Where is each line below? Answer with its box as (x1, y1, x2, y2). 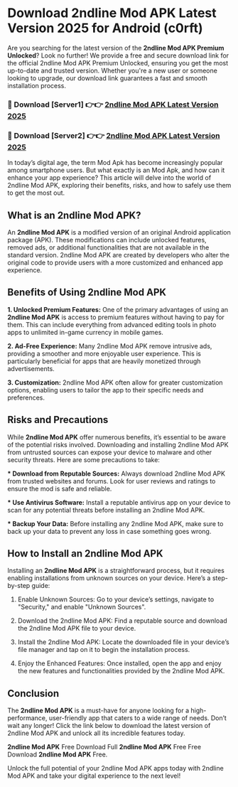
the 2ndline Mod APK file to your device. (17, 624, 136, 633)
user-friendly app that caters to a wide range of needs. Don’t (48, 714, 227, 722)
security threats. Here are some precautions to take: (7, 455, 160, 464)
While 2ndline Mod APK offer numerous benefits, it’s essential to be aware (7, 432, 226, 441)
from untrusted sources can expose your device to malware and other (7, 448, 212, 456)
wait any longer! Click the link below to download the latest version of (7, 722, 211, 730)
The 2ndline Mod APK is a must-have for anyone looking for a (7, 706, 190, 715)
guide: (31, 582, 50, 590)
